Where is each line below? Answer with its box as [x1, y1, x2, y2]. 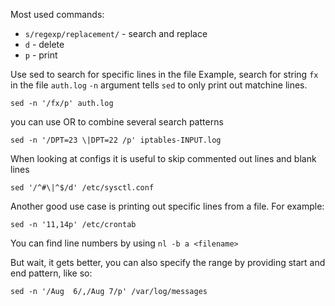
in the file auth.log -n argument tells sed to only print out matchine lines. [10, 79, 308, 91]
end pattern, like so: [10, 267, 93, 279]
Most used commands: [10, 9, 105, 20]
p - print [24, 49, 58, 61]
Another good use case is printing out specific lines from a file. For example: [10, 200, 325, 212]
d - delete [24, 39, 65, 50]
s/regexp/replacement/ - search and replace [24, 28, 208, 39]
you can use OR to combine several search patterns [10, 116, 224, 128]
